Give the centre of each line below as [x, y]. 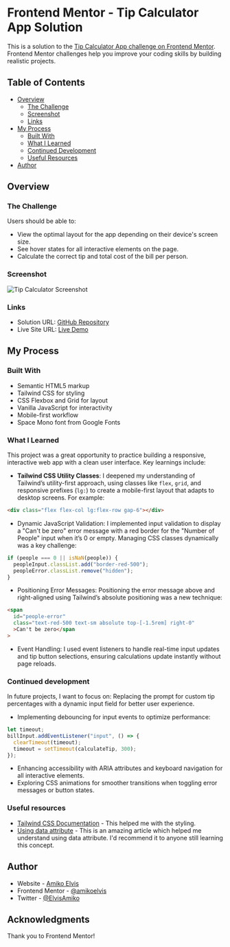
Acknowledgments [49, 919]
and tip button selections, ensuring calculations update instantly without [119, 656]
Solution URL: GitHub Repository [63, 322]
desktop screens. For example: [61, 498]
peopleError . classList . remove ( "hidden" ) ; [73, 571]
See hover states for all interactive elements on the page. [98, 249]
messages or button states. [56, 790]
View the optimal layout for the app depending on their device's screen [117, 235]
